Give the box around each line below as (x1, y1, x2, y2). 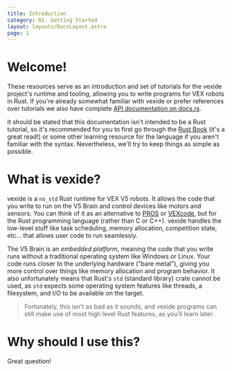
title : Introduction (7, 10, 67, 17)
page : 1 (7, 29, 30, 37)
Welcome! (7, 60, 67, 75)
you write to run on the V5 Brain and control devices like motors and (7, 202, 202, 210)
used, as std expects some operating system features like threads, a (7, 282, 203, 290)
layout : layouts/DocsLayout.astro (7, 23, 107, 30)
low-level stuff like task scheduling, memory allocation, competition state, (7, 224, 217, 232)
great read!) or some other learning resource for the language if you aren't (7, 132, 220, 141)
